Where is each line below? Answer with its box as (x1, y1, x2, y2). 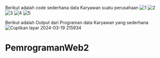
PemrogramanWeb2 (5, 42, 89, 54)
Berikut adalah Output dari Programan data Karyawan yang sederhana (5, 20, 149, 25)
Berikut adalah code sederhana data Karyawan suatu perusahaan (5, 5, 139, 10)
